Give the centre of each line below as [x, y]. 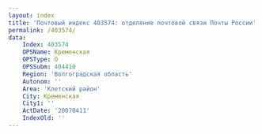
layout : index [32, 15]
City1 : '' [39, 103]
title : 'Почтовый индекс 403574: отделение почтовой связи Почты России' [133, 23]
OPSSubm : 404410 [49, 67]
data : [17, 37]
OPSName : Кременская [56, 52]
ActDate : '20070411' [56, 111]
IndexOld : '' [44, 118]
